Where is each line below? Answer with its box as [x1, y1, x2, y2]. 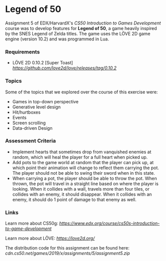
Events [12, 114, 27, 120]
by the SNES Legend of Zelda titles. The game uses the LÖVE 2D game [5, 30, 151, 36]
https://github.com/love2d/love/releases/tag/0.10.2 [12, 65, 117, 71]
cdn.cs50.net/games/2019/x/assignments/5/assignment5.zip [5, 251, 130, 257]
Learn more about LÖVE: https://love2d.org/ [5, 236, 95, 242]
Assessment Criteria [5, 137, 56, 144]
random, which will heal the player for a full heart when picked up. [12, 154, 148, 160]
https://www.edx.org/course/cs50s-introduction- [59, 221, 160, 227]
